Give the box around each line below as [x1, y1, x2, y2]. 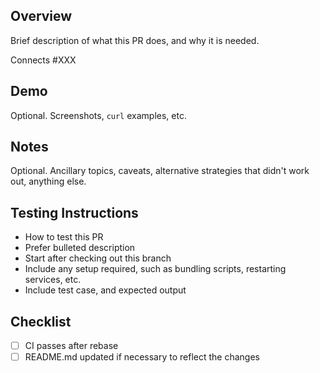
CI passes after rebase [24, 340, 119, 352]
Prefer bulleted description [24, 242, 136, 254]
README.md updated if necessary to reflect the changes [24, 351, 261, 363]
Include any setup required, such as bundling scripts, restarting [24, 263, 287, 275]
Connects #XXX [10, 54, 77, 66]
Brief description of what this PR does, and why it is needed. [10, 34, 260, 46]
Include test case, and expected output [24, 284, 187, 296]
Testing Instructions [10, 204, 139, 221]
